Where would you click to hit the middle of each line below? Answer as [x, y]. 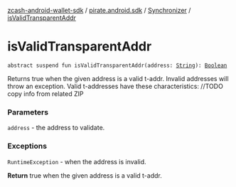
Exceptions [27, 146]
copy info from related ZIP [45, 93]
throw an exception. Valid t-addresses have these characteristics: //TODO [116, 86]
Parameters [28, 112]
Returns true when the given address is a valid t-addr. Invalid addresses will [118, 78]
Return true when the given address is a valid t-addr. [85, 175]
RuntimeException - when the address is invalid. [77, 161]
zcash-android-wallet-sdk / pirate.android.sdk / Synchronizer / [99, 10]
